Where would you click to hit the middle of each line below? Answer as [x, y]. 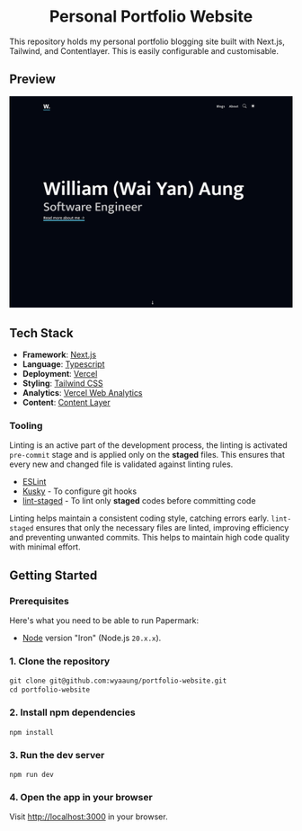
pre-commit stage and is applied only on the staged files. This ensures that [147, 455]
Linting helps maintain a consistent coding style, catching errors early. [139, 518]
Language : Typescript [63, 364]
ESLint [34, 482]
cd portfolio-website [50, 690]
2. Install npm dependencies [73, 712]
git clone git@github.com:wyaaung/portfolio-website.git [118, 681]
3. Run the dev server [57, 755]
